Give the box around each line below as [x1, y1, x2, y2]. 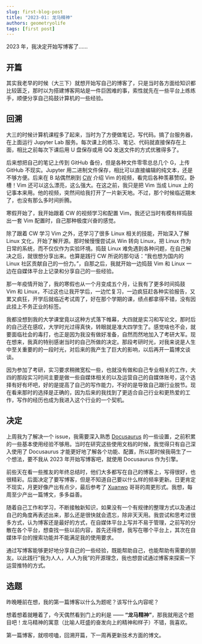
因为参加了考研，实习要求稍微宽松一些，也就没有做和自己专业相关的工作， [6, 366, 191, 373]
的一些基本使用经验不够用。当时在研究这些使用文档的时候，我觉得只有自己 [6, 440, 191, 447]
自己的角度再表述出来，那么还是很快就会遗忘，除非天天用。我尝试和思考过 [6, 511, 191, 519]
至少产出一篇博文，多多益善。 [11, 491, 85, 498]
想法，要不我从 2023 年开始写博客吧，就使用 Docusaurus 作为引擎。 [11, 455, 182, 462]
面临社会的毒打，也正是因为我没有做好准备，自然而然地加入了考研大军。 [11, 330, 191, 338]
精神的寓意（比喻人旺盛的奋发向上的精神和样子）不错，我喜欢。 [32, 619, 191, 626]
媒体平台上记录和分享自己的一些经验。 [22, 267, 117, 274]
